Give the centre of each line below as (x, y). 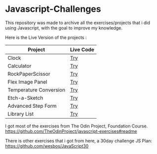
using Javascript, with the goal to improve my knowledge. (64, 28)
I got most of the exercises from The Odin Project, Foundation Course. (77, 126)
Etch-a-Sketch (25, 98)
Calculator (20, 66)
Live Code (82, 49)
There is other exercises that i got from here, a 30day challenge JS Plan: (78, 141)
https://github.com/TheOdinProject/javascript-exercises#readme (71, 131)
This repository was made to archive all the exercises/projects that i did (78, 23)
